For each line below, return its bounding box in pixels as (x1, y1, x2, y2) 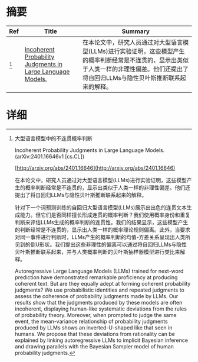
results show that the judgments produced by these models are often (14, 299, 183, 306)
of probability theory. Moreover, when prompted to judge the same (14, 311, 177, 318)
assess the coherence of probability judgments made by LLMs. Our (14, 292, 179, 299)
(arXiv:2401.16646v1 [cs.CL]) (14, 153, 84, 160)
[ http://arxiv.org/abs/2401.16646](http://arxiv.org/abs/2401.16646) (14, 164, 176, 172)
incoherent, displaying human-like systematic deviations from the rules (14, 305, 187, 312)
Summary (121, 27, 150, 35)
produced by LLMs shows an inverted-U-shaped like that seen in (14, 324, 173, 331)
